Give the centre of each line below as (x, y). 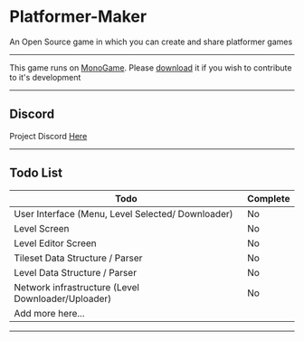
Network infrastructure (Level (77, 287)
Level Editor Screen (55, 243)
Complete (269, 198)
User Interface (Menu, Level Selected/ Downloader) (123, 213)
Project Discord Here (48, 136)
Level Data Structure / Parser (76, 272)
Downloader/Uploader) (63, 298)
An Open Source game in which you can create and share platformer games (151, 42)
